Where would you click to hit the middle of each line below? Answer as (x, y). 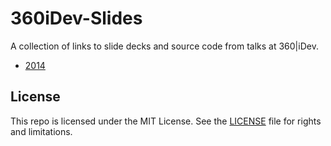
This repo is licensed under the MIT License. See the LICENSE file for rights (166, 121)
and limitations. (41, 131)
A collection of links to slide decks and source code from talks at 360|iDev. (164, 46)
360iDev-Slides (76, 18)
